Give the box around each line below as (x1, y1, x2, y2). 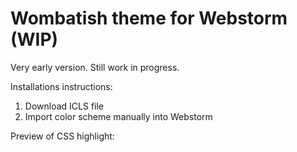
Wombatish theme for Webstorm (10, 7, 288, 30)
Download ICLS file (24, 100, 105, 112)
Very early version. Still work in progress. (10, 61, 180, 73)
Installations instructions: (10, 80, 113, 92)
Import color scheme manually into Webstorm (24, 110, 213, 122)
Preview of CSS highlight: (10, 130, 115, 142)
